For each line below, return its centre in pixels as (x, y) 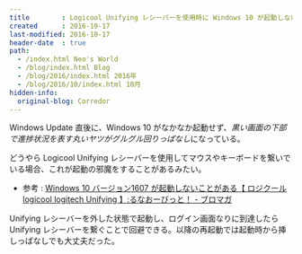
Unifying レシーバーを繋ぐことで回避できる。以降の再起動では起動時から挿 (148, 230)
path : (19, 51)
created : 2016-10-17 (60, 26)
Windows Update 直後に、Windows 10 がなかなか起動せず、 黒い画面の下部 (148, 127)
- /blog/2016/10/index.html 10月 (79, 84)
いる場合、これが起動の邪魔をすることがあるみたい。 (108, 169)
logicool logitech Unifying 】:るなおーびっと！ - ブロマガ (127, 199)
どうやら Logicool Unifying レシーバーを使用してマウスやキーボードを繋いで (150, 158)
